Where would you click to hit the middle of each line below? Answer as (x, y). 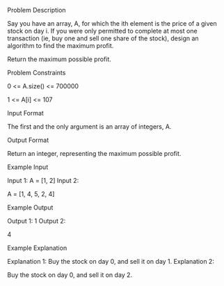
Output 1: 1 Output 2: (37, 221)
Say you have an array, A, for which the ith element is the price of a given (112, 23)
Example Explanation (37, 248)
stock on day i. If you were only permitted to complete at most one (102, 31)
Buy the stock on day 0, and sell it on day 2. (70, 275)
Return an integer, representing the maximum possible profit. (94, 153)
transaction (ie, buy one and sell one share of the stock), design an (103, 38)
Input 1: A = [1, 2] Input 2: (43, 181)
